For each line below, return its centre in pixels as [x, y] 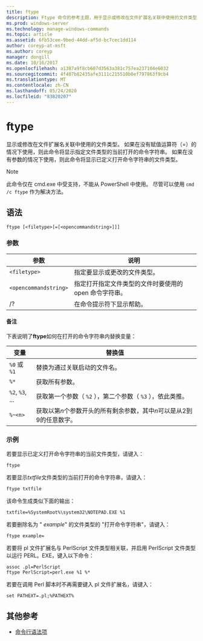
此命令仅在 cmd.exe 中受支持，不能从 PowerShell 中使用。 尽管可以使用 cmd [100, 184]
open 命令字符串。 [100, 293]
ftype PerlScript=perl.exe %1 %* [48, 572]
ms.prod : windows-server [37, 23]
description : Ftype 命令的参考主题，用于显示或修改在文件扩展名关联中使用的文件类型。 [104, 18]
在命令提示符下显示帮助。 [110, 304]
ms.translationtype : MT [36, 80]
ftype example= [25, 536]
